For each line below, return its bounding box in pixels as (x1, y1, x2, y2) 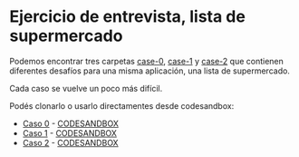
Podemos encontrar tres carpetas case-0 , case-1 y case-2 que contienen (9, 55, 284, 66)
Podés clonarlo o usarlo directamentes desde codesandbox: (9, 100, 235, 111)
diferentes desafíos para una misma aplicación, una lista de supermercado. (9, 65, 290, 76)
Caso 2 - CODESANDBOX (22, 137, 120, 148)
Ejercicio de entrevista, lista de (9, 6, 246, 27)
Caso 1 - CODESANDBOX (22, 127, 118, 138)
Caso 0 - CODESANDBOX (22, 118, 120, 129)
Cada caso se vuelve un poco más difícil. (9, 83, 163, 93)
